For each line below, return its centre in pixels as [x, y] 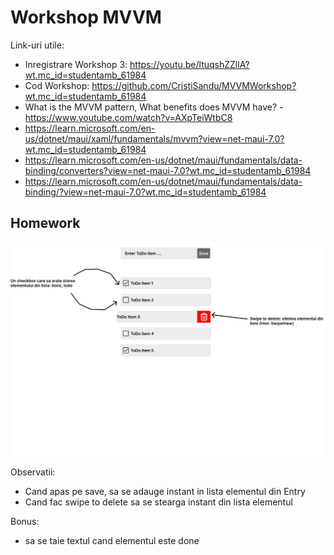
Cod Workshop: [57, 85]
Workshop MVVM [86, 17]
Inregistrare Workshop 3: [76, 64]
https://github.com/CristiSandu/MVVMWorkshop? [194, 85]
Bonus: [25, 521]
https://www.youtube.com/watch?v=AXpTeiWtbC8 [128, 117]
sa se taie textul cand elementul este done [112, 540]
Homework [45, 223]
